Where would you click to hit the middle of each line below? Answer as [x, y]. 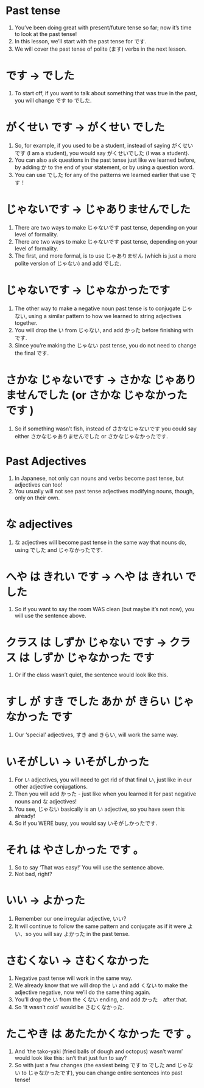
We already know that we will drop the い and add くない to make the [101, 985]
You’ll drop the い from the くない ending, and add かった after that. [101, 999]
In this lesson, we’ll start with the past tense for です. [80, 41]
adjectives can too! [38, 484]
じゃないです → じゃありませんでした [98, 209]
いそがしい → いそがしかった [77, 762]
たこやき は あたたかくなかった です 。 [101, 1034]
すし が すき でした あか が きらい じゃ [100, 701]
